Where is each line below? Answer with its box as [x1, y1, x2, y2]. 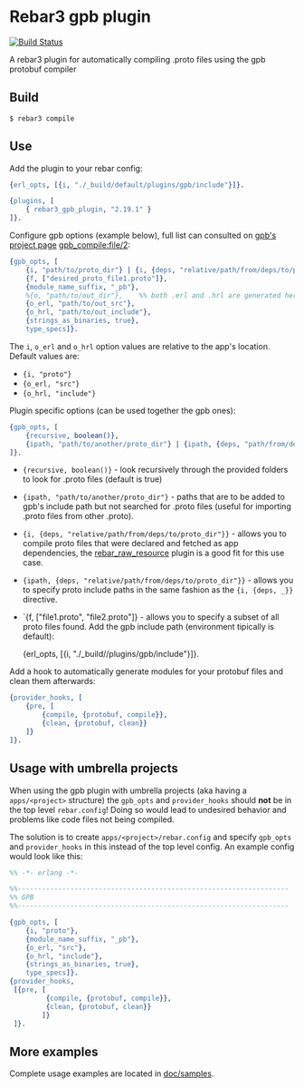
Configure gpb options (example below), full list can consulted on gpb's [9, 230, 277, 241]
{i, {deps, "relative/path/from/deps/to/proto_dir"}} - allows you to [22, 528, 287, 539]
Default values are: [9, 350, 80, 361]
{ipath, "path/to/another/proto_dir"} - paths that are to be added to [22, 492, 285, 503]
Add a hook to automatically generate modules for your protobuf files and [9, 666, 283, 677]
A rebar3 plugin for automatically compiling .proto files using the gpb [9, 54, 266, 64]
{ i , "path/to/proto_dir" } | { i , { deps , [25, 265, 176, 274]
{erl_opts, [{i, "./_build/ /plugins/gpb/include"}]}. [22, 649, 199, 660]
